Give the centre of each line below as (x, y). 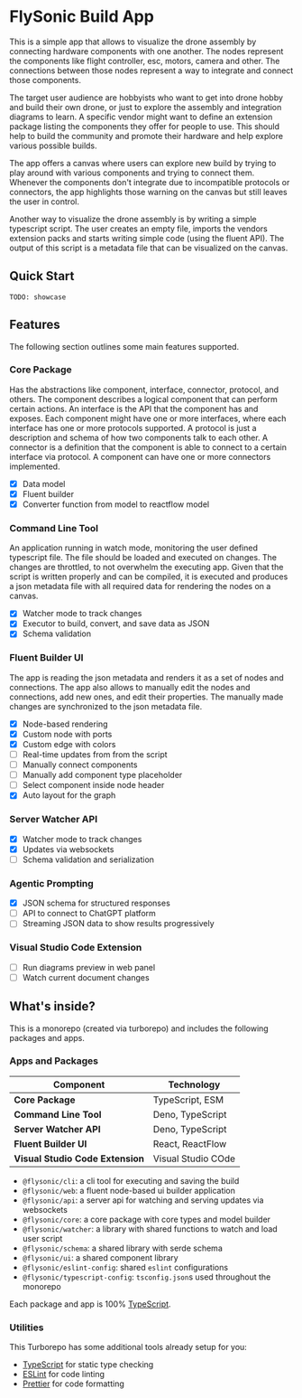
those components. (45, 80)
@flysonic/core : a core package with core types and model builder (146, 1219)
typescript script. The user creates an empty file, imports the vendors (138, 229)
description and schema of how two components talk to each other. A (139, 437)
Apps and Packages (54, 1061)
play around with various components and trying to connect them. (132, 173)
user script (42, 1238)
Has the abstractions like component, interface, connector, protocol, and (144, 389)
